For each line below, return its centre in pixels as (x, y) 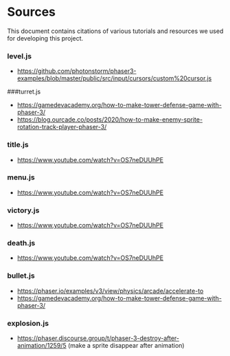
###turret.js (24, 92)
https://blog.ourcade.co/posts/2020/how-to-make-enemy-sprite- (110, 120)
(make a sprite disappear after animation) (126, 346)
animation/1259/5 (42, 346)
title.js (18, 145)
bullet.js (21, 276)
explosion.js (28, 323)
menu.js (21, 177)
